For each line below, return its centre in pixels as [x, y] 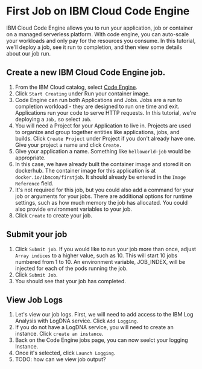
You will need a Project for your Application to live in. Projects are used [103, 126]
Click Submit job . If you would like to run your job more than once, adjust [106, 249]
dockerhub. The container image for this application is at [85, 170]
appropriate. [30, 158]
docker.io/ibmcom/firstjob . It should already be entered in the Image [100, 177]
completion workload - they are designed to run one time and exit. [97, 106]
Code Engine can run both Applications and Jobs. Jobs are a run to [99, 100]
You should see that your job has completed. [71, 281]
